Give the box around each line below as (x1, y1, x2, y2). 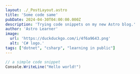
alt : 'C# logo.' (10, 41, 44, 46)
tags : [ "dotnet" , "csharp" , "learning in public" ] (5, 45, 115, 51)
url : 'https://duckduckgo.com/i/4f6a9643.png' (10, 36, 111, 41)
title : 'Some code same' (5, 12, 58, 17)
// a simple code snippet (5, 59, 60, 64)
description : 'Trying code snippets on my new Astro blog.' (5, 21, 136, 27)
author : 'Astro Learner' (5, 27, 58, 32)
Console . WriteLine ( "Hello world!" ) (5, 64, 81, 69)
